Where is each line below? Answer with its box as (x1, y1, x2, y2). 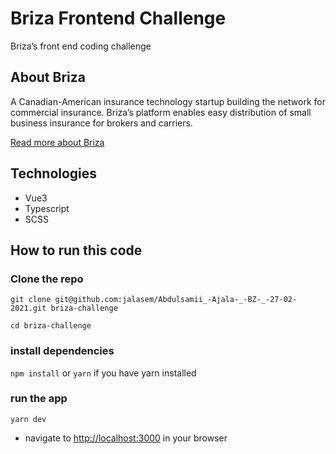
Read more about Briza (10, 136, 105, 148)
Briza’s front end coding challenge (10, 40, 152, 52)
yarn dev (10, 414, 47, 424)
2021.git (10, 303, 47, 314)
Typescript (24, 202, 70, 214)
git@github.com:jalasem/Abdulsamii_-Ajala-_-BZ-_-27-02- (54, 295, 298, 305)
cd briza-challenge (10, 321, 92, 331)
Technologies (10, 165, 98, 182)
